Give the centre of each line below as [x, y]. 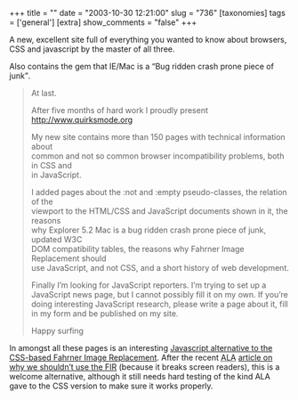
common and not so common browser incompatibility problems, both [157, 156]
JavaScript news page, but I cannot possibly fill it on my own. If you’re [160, 294]
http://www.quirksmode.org [82, 120]
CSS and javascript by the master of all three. [92, 49]
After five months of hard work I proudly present [120, 110]
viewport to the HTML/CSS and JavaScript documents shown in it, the [159, 211]
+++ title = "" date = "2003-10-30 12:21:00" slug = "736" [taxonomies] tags [148, 13]
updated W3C [56, 239]
